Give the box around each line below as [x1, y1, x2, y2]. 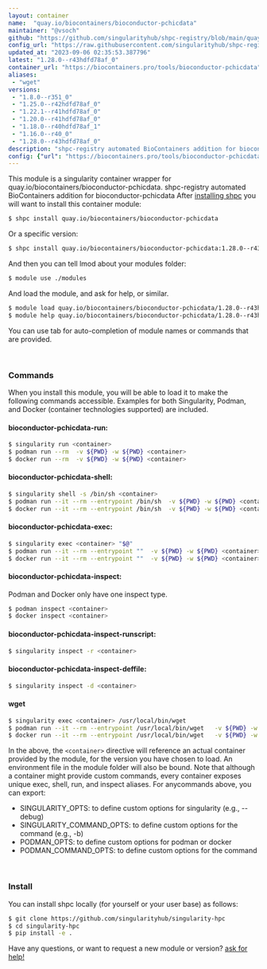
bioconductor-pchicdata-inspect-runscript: [8, 629, 157, 639]
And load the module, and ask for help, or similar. [8, 288, 169, 298]
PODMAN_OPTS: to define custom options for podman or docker [19, 837, 232, 847]
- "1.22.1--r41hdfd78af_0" [11, 108, 102, 116]
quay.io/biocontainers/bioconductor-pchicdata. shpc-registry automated [8, 182, 246, 192]
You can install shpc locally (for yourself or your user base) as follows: [8, 899, 238, 909]
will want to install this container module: [8, 200, 141, 209]
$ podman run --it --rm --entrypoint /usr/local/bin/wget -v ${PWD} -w [8, 724, 258, 732]
